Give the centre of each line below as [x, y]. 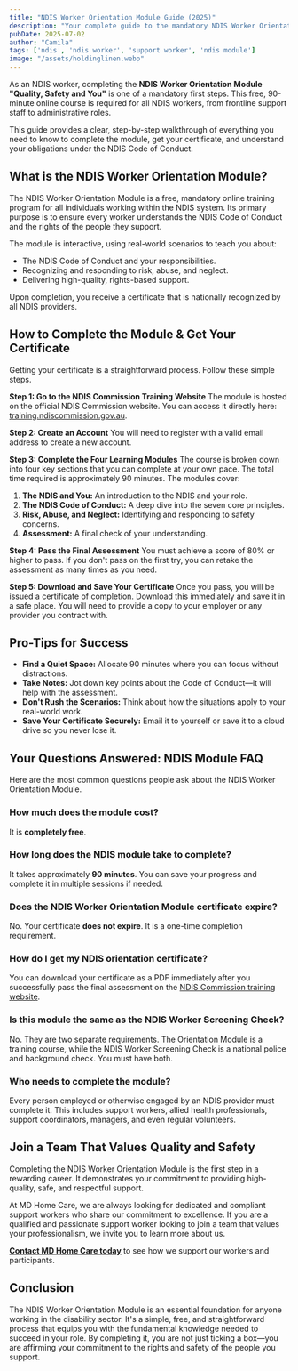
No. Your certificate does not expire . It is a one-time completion [126, 926]
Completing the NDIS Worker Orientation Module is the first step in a [134, 1169]
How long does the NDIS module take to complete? [121, 855]
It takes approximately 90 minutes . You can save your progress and [133, 874]
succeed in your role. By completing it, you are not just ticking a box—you [144, 1338]
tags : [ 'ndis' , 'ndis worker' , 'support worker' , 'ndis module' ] [133, 51]
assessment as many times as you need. [83, 569]
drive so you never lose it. [69, 730]
